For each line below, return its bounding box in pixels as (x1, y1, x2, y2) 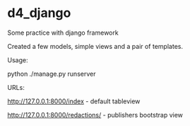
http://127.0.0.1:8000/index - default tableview (7, 97, 141, 105)
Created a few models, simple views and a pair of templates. (7, 42, 184, 50)
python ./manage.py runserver (7, 69, 96, 78)
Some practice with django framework (7, 28, 119, 37)
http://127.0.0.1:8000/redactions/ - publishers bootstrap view (7, 110, 184, 119)
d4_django (7, 5, 71, 21)
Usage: (7, 55, 28, 64)
